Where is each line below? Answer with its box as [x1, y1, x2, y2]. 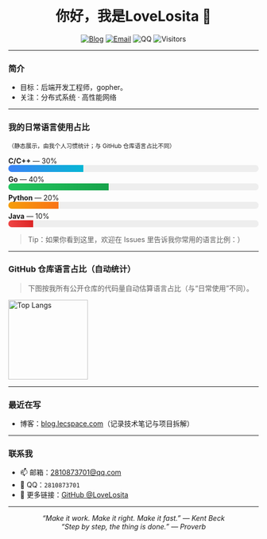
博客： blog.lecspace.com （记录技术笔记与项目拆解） [19, 419, 195, 428]
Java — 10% [8, 211, 50, 221]
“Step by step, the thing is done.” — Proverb [60, 522, 207, 532]
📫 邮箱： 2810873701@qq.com [19, 467, 122, 478]
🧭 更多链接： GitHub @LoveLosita [19, 490, 129, 500]
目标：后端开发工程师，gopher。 [19, 83, 128, 92]
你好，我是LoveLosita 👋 [55, 7, 212, 25]
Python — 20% [8, 193, 60, 202]
